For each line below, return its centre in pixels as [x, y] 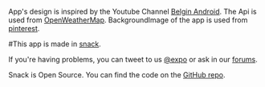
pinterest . [24, 28]
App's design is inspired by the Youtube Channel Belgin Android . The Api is [132, 12]
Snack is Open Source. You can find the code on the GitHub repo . [117, 75]
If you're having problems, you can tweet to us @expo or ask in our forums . [133, 59]
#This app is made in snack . [55, 44]
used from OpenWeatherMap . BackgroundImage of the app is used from [128, 20]
